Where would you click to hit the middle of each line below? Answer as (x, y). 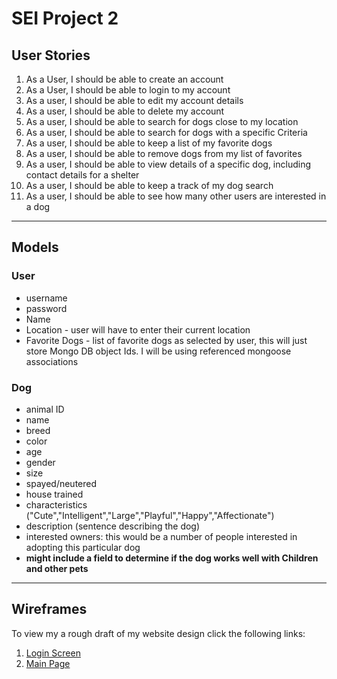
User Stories (51, 55)
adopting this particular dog (83, 547)
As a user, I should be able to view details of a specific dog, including (168, 164)
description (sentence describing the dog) (113, 526)
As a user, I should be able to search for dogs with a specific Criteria (166, 132)
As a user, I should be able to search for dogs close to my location (162, 121)
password (46, 308)
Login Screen (53, 653)
